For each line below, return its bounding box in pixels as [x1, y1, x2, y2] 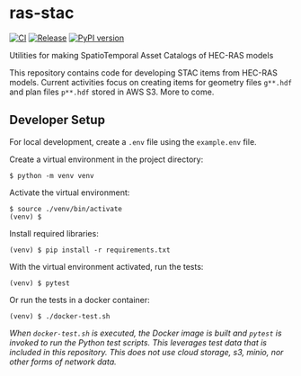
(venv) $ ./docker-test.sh [9, 311, 111, 321]
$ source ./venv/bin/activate [9, 204, 123, 213]
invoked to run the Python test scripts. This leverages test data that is [9, 336, 268, 348]
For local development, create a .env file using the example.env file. [9, 136, 258, 147]
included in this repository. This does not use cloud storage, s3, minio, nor [9, 346, 284, 357]
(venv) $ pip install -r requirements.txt [9, 246, 171, 255]
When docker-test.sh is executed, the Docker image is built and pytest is [9, 327, 282, 338]
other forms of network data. [9, 356, 117, 367]
